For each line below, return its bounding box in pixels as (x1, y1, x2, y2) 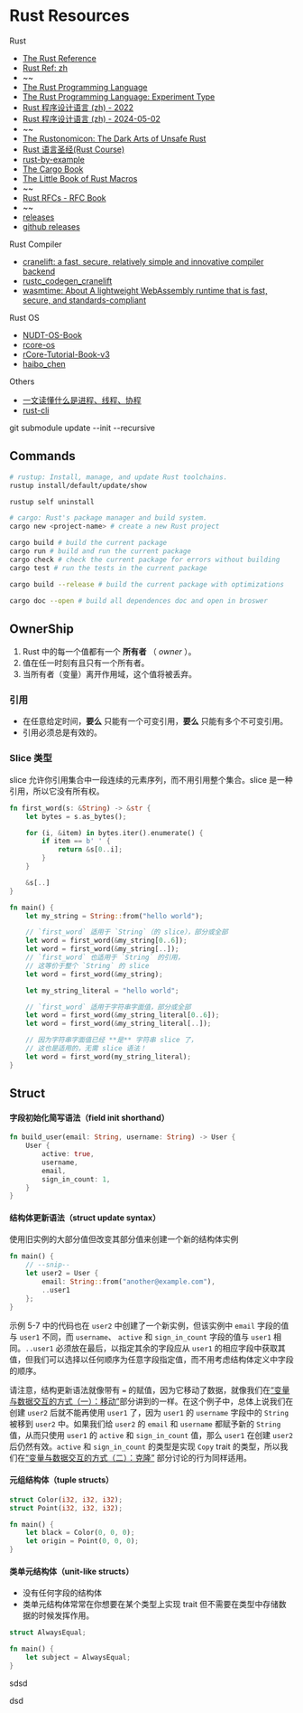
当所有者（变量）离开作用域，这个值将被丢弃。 (22, 669, 197, 680)
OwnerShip (9, 621, 74, 636)
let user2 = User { (25, 1269, 99, 1278)
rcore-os (22, 339, 56, 350)
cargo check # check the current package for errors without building (9, 555, 280, 564)
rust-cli (22, 404, 50, 416)
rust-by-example (22, 154, 86, 165)
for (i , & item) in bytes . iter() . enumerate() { (25, 828, 204, 837)
